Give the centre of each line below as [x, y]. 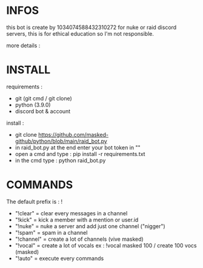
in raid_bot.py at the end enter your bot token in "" [78, 147]
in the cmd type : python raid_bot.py [60, 160]
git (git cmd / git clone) [44, 98]
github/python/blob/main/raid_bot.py [61, 141]
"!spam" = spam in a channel [51, 232]
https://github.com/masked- [74, 134]
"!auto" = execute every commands [59, 258]
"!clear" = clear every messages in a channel [71, 213]
